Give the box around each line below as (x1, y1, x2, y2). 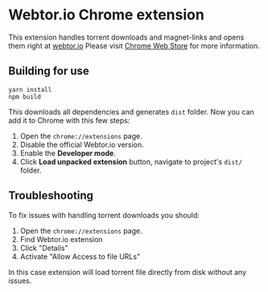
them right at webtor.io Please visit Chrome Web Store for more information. (8, 40, 260, 50)
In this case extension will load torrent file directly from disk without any (8, 267, 247, 277)
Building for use (8, 65, 90, 78)
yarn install (8, 86, 52, 94)
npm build (8, 93, 42, 101)
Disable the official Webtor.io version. (19, 140, 145, 149)
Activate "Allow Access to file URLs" (19, 252, 141, 261)
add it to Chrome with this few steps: (8, 115, 130, 125)
